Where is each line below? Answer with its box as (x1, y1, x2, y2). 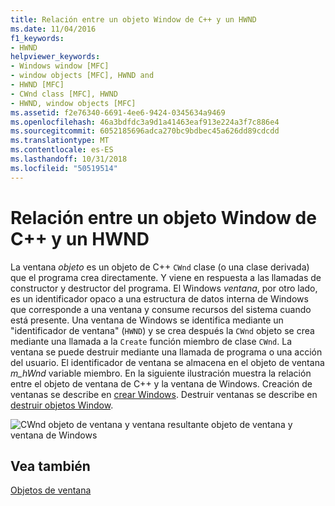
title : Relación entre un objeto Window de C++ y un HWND (10, 14, 257, 25)
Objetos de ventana (10, 484, 92, 496)
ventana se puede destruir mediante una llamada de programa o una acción (10, 346, 323, 358)
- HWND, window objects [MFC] (10, 98, 137, 108)
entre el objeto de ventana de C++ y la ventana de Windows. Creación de (10, 377, 313, 390)
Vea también (10, 457, 91, 475)
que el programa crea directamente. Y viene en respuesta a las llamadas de (10, 271, 322, 283)
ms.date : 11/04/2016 (10, 24, 97, 34)
